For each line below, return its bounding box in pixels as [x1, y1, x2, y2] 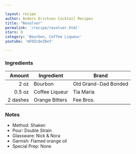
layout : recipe [5, 11, 36, 16]
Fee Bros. [73, 96, 95, 103]
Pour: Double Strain [12, 127, 52, 133]
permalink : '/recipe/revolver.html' [5, 25, 80, 30]
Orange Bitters [33, 96, 67, 103]
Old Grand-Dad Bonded [73, 81, 129, 88]
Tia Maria [73, 89, 95, 95]
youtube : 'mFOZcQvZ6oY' [5, 39, 54, 44]
